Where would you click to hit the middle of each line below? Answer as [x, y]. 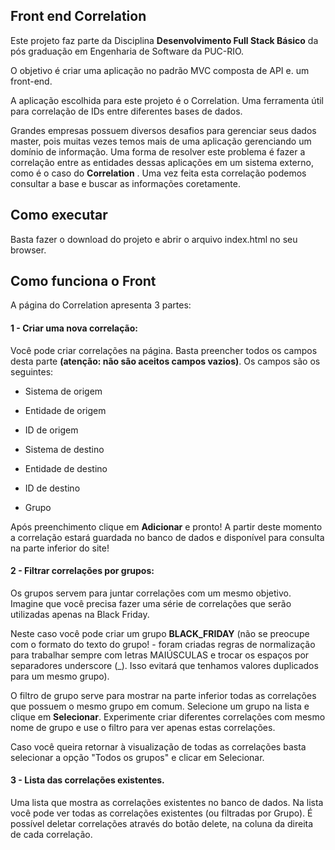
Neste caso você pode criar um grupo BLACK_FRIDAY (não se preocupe [160, 633]
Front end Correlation [78, 16]
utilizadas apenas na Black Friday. [80, 614]
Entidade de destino [66, 468]
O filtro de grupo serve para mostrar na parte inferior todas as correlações [163, 695]
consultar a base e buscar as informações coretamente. [125, 183]
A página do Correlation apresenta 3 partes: [101, 305]
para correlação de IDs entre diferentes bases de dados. [126, 111]
